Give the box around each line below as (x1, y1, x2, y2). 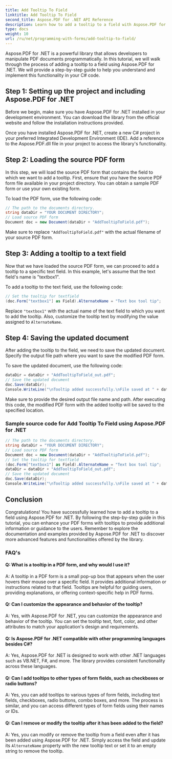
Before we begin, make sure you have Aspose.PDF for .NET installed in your (5, 108, 165, 115)
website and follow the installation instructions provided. (5, 119, 124, 126)
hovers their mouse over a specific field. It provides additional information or (5, 579, 166, 585)
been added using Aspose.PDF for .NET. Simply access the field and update (5, 737, 166, 743)
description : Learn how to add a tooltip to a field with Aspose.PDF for (5, 22, 166, 27)
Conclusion (5, 495, 43, 504)
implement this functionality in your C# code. (5, 72, 100, 78)
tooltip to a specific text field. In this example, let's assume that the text (5, 268, 156, 274)
